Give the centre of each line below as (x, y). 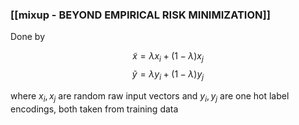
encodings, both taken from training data (94, 109)
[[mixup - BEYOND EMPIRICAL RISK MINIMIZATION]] (140, 15)
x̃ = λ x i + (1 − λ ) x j (168, 57)
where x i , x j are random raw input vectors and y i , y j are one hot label (150, 96)
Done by (28, 37)
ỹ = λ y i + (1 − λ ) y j (168, 75)
